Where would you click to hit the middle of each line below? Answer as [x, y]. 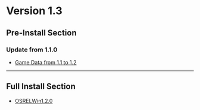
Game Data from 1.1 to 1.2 [46, 62]
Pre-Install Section [41, 33]
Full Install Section [41, 87]
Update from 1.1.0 [32, 50]
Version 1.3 [34, 11]
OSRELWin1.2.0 [34, 101]
